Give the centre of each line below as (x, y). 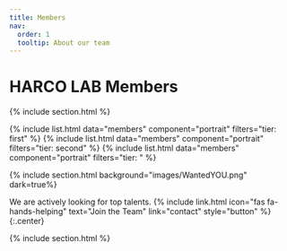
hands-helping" (38, 212)
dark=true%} (33, 185)
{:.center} (27, 221)
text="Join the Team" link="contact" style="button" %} (170, 212)
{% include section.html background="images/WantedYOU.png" (128, 175)
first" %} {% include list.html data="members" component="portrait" (137, 139)
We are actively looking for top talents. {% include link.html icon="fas (137, 202)
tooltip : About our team (64, 43)
